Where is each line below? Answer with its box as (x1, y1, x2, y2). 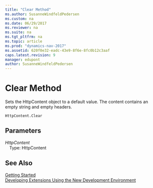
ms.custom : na (5, 16, 34, 21)
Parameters (5, 126, 41, 135)
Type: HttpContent (9, 145, 47, 150)
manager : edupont (5, 57, 40, 62)
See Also (5, 159, 33, 167)
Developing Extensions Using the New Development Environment (5, 177, 136, 183)
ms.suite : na (5, 30, 32, 35)
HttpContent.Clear (5, 113, 42, 119)
